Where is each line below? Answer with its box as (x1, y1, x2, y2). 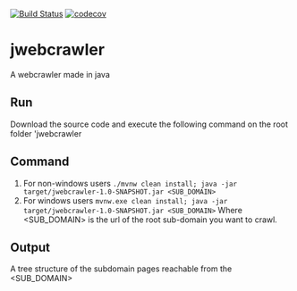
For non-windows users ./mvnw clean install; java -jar (22, 178, 238, 188)
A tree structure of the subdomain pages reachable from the (10, 263, 233, 274)
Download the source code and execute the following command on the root (10, 119, 289, 129)
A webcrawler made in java (10, 69, 110, 79)
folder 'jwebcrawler (10, 128, 82, 138)
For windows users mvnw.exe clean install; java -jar (22, 195, 228, 205)
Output (10, 239, 50, 254)
